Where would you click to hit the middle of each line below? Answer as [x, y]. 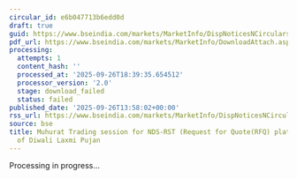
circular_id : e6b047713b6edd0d [67, 17]
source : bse [31, 124]
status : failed [45, 99]
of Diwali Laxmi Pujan [59, 140]
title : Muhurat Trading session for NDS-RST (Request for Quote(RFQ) [140, 132]
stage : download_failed [61, 91]
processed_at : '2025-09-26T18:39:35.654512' [100, 75]
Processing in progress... [54, 165]
